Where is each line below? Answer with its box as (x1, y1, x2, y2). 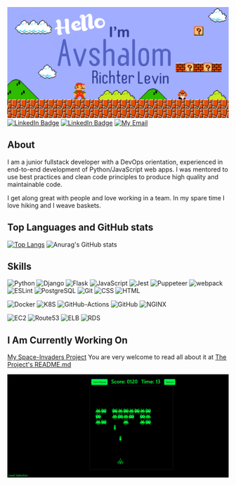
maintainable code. (7, 180, 63, 188)
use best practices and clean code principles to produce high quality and (7, 172, 219, 181)
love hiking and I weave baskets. (7, 201, 102, 209)
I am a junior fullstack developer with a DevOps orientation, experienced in (7, 157, 223, 166)
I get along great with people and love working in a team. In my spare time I (7, 193, 225, 202)
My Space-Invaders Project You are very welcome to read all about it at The (7, 353, 227, 361)
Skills (7, 261, 32, 273)
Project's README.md (7, 361, 72, 369)
